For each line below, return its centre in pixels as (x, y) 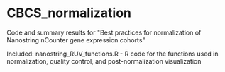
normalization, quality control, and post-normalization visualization (104, 61)
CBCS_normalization (69, 13)
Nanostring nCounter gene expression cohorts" (76, 40)
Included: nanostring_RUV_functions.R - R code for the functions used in (112, 54)
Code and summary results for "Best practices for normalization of (104, 32)
